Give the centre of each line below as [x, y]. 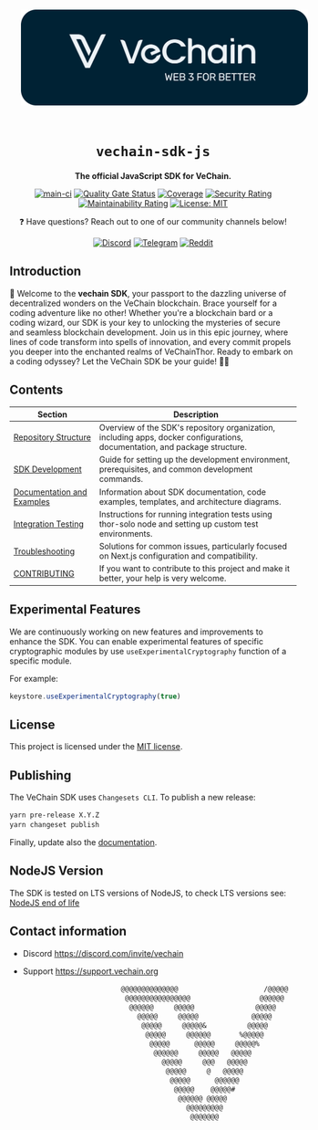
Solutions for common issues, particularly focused [193, 547]
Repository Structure [52, 437]
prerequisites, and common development [176, 469]
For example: [34, 678]
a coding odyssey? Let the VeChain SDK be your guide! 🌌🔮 [120, 361]
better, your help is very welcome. [163, 579]
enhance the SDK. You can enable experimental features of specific [137, 641]
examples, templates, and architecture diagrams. [190, 501]
